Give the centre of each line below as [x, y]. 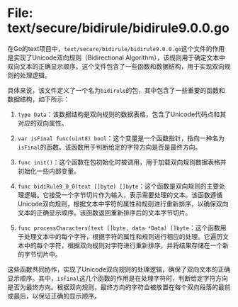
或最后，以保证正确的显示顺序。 [54, 296]
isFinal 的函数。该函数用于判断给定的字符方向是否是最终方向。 [109, 147]
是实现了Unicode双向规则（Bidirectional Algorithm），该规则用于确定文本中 [116, 57]
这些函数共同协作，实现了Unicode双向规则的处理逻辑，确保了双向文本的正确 [119, 269]
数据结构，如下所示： [38, 99]
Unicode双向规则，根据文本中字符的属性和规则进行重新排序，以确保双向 [123, 203]
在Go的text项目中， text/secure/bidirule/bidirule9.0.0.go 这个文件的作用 [116, 48]
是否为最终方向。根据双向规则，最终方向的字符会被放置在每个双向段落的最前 [119, 287]
